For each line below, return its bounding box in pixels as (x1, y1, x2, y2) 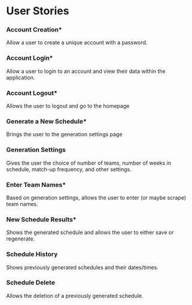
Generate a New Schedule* (6, 118, 87, 125)
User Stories (6, 4, 69, 18)
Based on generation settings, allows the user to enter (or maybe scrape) (6, 194, 187, 201)
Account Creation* (6, 26, 62, 34)
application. (6, 73, 35, 81)
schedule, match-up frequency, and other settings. (6, 165, 132, 172)
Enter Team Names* (6, 180, 66, 189)
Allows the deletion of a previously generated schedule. (6, 292, 144, 299)
